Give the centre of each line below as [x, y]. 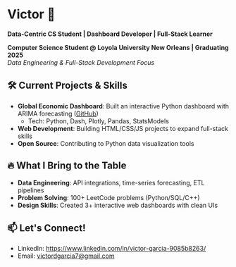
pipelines [31, 190]
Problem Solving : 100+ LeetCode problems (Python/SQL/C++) [108, 197]
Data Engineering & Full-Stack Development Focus [81, 62]
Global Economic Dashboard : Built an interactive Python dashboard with [123, 106]
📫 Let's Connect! [46, 228]
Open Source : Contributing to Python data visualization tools [106, 143]
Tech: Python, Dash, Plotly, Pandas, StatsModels [98, 121]
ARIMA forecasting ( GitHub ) [58, 113]
